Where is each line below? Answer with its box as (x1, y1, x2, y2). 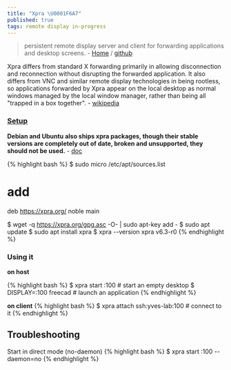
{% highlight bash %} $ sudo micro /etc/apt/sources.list (7, 160, 165, 168)
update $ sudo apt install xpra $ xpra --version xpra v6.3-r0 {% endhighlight (7, 227, 224, 236)
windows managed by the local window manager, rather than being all (7, 92, 206, 100)
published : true (7, 17, 54, 23)
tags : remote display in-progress (7, 23, 107, 30)
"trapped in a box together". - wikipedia (7, 99, 119, 107)
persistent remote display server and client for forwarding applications (23, 42, 224, 50)
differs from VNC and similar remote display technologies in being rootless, (7, 77, 221, 85)
